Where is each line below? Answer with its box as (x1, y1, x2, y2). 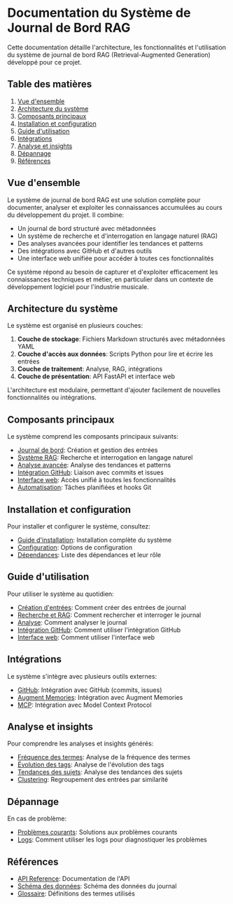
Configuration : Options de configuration (17, 543, 133, 552)
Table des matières (7, 79, 92, 91)
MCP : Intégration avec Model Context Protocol (17, 700, 152, 709)
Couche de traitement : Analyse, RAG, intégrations (17, 365, 163, 373)
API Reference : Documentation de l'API (17, 875, 130, 883)
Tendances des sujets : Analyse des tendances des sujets (17, 768, 183, 776)
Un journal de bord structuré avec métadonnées (17, 224, 156, 232)
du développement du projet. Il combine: (7, 211, 125, 219)
